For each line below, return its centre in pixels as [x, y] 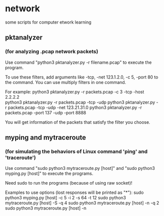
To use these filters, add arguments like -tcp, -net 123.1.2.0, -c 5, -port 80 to [82, 77]
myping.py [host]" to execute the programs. [49, 174]
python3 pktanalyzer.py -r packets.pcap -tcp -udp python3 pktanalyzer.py [80, 102]
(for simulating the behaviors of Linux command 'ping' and [76, 151]
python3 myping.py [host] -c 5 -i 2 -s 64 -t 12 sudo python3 [66, 198]
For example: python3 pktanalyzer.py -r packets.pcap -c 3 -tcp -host [75, 92]
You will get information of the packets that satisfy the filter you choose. [78, 122]
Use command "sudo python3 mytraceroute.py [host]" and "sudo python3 [80, 168]
